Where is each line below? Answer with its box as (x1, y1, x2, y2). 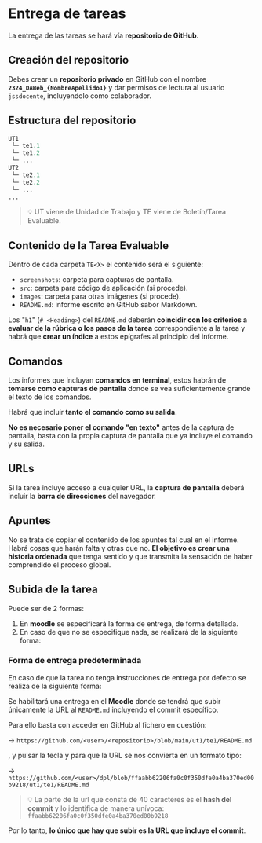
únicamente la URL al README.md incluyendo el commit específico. (8, 705, 219, 714)
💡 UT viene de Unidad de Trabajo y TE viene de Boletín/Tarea (27, 207, 226, 217)
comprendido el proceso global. (8, 559, 111, 570)
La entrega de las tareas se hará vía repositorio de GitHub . (8, 31, 199, 40)
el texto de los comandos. (8, 392, 92, 401)
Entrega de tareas (8, 5, 126, 23)
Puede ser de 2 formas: (8, 603, 85, 613)
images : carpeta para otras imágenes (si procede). (19, 291, 182, 301)
